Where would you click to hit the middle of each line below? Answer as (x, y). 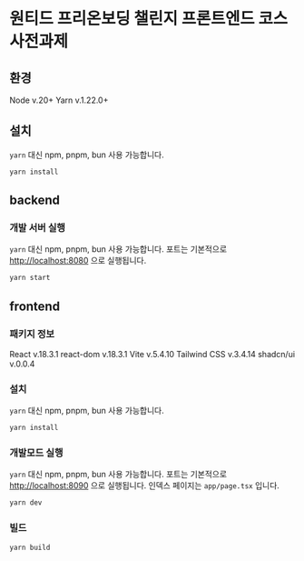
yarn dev (26, 503)
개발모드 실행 (36, 453)
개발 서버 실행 (38, 228)
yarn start (30, 278)
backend (35, 200)
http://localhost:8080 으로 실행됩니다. (78, 261)
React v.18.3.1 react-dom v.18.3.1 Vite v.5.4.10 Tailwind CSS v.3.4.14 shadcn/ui (152, 354)
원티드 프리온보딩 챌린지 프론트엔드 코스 (149, 19)
